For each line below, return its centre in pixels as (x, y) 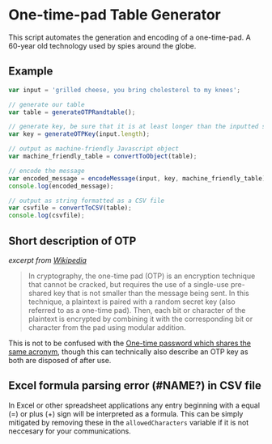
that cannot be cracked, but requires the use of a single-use (128, 284)
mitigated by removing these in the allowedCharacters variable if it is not (129, 422)
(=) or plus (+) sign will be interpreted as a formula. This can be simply (126, 413)
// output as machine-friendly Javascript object (94, 149)
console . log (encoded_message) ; (61, 186)
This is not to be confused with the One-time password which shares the (130, 343)
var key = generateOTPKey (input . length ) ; (79, 134)
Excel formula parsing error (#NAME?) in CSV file (135, 386)
